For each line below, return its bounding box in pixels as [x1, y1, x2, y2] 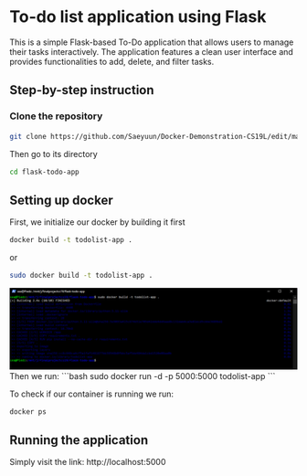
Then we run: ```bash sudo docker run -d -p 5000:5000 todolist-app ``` [9, 370, 276, 381]
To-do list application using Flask [9, 6, 267, 27]
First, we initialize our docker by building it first [9, 217, 185, 227]
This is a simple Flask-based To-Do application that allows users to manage [9, 37, 294, 48]
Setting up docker [9, 192, 113, 207]
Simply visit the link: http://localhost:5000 [9, 457, 166, 468]
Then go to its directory [9, 148, 98, 159]
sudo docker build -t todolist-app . [9, 271, 153, 280]
